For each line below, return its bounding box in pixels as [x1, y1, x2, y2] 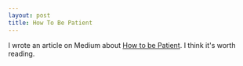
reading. [8, 49, 35, 58]
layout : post [8, 11, 51, 20]
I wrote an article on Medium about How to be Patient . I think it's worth [8, 40, 236, 49]
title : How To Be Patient [8, 19, 92, 27]
